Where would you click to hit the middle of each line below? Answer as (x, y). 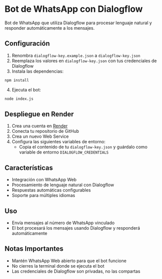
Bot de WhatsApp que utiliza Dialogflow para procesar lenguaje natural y (78, 23)
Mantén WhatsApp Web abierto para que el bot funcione (69, 261)
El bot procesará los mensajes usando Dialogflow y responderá (76, 228)
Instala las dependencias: (37, 71)
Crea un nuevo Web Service (40, 136)
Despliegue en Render (39, 114)
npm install (17, 80)
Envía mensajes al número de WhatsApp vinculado (63, 223)
